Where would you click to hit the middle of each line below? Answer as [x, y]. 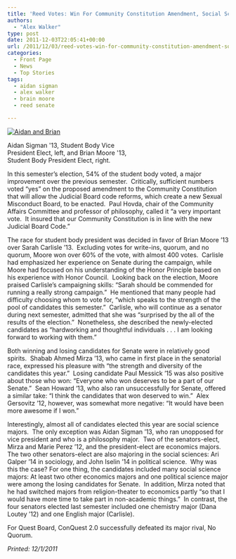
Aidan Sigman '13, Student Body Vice [61, 145]
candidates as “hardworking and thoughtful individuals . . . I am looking [110, 329]
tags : [15, 79]
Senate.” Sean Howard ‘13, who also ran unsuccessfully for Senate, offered [117, 388]
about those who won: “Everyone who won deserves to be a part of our [111, 380]
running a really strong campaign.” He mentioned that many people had [112, 292]
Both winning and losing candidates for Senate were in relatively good [109, 351]
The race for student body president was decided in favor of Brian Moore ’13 [118, 239]
